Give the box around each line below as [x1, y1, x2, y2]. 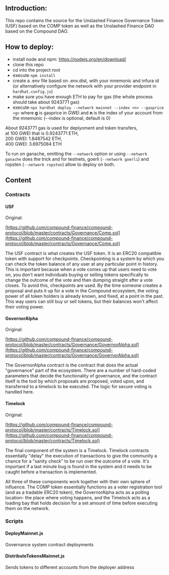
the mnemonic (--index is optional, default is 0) [12, 115, 111, 121]
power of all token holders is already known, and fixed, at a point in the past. [5, 293, 164, 299]
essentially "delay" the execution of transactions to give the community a [5, 453, 157, 459]
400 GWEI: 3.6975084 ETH [5, 141, 62, 147]
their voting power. [5, 304, 44, 310]
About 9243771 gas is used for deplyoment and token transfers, [5, 124, 138, 131]
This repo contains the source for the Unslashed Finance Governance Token [5, 17, 164, 23]
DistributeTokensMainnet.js [5, 553, 65, 559]
